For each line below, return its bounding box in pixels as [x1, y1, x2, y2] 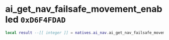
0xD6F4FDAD [20, 16, 66, 25]
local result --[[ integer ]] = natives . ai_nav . [5, 30, 109, 35]
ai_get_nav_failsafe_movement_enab [5, 3, 162, 15]
